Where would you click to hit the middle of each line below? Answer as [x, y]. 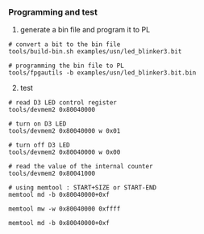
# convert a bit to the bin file [65, 45]
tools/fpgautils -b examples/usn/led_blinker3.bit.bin [102, 73]
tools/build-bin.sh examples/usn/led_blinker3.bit [95, 52]
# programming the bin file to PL [67, 66]
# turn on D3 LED [37, 124]
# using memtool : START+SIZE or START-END [83, 188]
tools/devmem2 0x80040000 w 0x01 [65, 131]
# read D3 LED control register [62, 103]
